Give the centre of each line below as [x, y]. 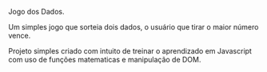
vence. [20, 36]
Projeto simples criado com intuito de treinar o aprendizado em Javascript [130, 51]
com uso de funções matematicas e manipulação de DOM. [105, 60]
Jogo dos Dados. [36, 12]
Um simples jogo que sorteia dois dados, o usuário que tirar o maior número [133, 27]
